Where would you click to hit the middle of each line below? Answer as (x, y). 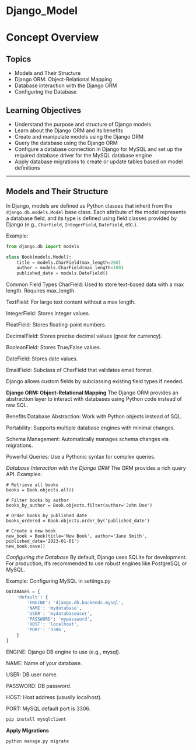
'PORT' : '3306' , (47, 630)
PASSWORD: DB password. (39, 686)
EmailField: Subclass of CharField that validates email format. (80, 370)
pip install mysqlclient (36, 719)
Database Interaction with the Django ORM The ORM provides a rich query (96, 468)
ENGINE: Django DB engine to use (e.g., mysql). (63, 652)
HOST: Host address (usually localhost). (54, 697)
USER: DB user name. (32, 675)
